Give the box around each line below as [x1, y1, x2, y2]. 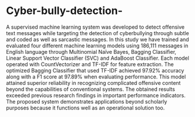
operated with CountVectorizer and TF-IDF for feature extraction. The [6, 60, 174, 68]
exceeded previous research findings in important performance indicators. [6, 92, 186, 99]
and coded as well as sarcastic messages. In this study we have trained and [6, 36, 189, 43]
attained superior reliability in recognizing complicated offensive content [6, 79, 181, 86]
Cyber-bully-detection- [6, 4, 123, 18]
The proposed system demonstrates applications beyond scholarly [6, 98, 167, 105]
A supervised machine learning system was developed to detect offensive [6, 23, 185, 30]
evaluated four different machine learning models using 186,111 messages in [6, 42, 189, 49]
